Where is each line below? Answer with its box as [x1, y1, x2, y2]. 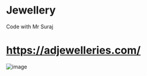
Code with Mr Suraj [6, 23, 53, 30]
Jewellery [6, 4, 56, 17]
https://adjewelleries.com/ [6, 44, 141, 57]
